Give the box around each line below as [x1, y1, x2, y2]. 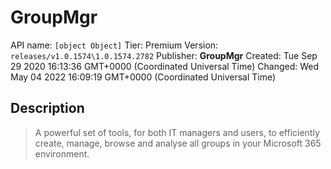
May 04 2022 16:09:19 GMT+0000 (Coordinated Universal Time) [10, 71, 277, 83]
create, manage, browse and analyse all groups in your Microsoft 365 [34, 137, 322, 149]
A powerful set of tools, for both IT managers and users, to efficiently [34, 126, 320, 138]
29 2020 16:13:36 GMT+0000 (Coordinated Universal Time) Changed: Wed [10, 60, 320, 72]
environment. [34, 147, 90, 160]
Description [10, 100, 85, 117]
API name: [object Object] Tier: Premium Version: [10, 39, 219, 51]
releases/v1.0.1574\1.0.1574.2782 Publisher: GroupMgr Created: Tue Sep [10, 49, 318, 61]
